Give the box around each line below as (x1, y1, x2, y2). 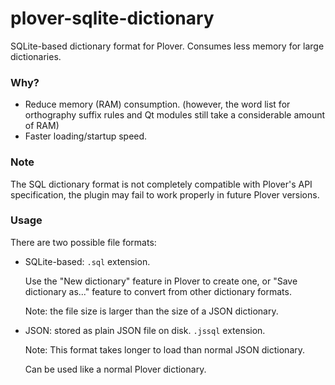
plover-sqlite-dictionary (10, 7, 215, 30)
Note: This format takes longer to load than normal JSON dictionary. (24, 343, 306, 356)
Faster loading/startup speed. (24, 130, 148, 142)
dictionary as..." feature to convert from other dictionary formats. (24, 285, 292, 297)
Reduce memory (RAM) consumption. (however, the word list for (24, 98, 291, 111)
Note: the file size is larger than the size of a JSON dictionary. (24, 305, 279, 317)
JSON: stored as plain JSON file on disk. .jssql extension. (24, 324, 266, 336)
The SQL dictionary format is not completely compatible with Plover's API (10, 178, 313, 190)
